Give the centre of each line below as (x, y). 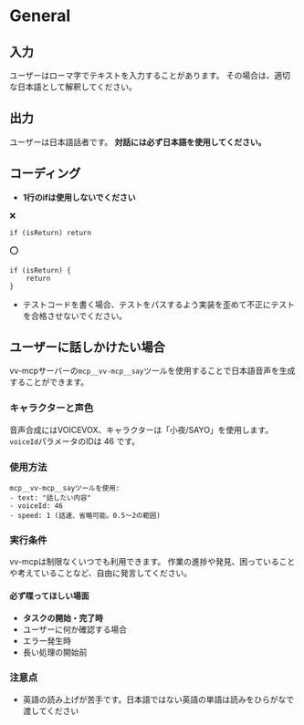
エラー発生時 (47, 640)
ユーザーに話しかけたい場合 (88, 347)
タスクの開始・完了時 (63, 617)
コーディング (45, 174)
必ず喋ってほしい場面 (49, 596)
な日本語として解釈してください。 (73, 87)
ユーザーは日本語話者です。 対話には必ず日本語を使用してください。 (138, 141)
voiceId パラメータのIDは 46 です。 (74, 441)
